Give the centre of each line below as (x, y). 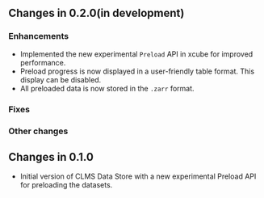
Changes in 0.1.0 (51, 157)
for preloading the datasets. (66, 185)
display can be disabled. (61, 79)
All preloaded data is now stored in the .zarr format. (107, 88)
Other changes (38, 131)
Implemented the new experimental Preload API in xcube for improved (136, 54)
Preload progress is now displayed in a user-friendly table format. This (137, 71)
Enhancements (39, 36)
